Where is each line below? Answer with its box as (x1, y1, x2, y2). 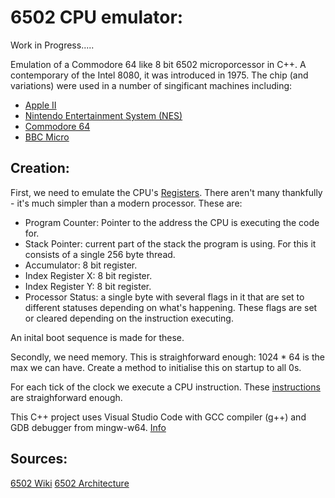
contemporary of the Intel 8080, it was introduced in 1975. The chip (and (10, 69, 309, 81)
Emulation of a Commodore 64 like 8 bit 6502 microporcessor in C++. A (10, 58, 307, 70)
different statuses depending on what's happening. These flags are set (24, 301, 318, 313)
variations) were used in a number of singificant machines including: (10, 79, 293, 91)
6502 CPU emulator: (10, 6, 184, 29)
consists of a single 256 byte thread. (24, 248, 176, 260)
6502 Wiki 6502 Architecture (10, 477, 130, 489)
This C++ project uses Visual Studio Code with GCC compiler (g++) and (10, 411, 307, 423)
